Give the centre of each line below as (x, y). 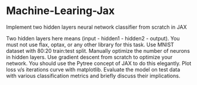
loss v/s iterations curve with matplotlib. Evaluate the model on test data (93, 69)
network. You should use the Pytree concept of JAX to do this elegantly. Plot (99, 63)
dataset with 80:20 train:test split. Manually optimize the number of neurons (98, 50)
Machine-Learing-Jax (61, 11)
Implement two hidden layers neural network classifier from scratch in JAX (96, 27)
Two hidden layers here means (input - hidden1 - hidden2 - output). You (93, 38)
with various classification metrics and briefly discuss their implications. (93, 76)
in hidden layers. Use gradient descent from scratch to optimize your (89, 57)
